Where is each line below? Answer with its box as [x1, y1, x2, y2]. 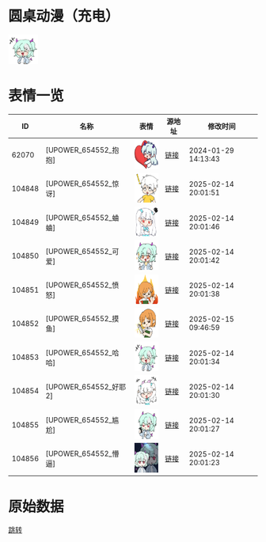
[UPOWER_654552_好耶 [45, 382, 127, 392]
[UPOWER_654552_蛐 [45, 213, 120, 222]
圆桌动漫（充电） [8, 7, 120, 25]
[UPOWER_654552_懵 [45, 449, 120, 459]
